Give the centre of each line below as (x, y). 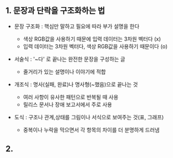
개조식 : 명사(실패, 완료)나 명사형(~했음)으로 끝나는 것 (76, 84)
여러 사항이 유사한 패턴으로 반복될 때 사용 (71, 97)
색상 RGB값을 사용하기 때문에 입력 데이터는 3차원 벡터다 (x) (92, 39)
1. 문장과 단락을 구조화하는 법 (55, 11)
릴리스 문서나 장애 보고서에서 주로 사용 (67, 104)
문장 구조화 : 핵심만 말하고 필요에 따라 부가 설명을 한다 (77, 26)
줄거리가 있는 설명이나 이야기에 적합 (65, 72)
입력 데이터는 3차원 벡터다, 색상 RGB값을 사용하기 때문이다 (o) (95, 46)
